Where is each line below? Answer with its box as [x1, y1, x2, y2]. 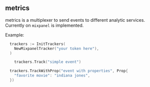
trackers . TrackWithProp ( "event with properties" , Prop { [9, 69, 128, 74]
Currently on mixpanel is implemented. [5, 22, 84, 28]
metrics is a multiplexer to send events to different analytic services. [5, 17, 146, 23]
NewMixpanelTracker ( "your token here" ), [14, 46, 99, 51]
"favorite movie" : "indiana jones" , [14, 73, 91, 78]
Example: [5, 32, 24, 38]
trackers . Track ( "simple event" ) [14, 59, 81, 65]
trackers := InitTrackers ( [9, 42, 66, 46]
